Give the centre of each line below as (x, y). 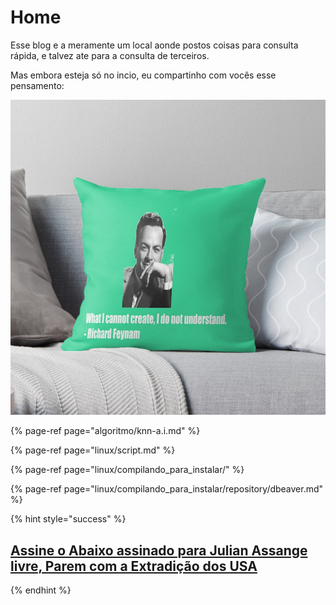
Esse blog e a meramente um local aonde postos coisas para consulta (154, 45)
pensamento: (37, 85)
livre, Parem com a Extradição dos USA (134, 566)
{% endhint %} (41, 590)
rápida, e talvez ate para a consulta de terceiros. (110, 55)
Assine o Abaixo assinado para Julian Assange (159, 550)
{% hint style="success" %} (68, 519)
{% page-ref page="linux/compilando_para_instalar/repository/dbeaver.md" (167, 489)
